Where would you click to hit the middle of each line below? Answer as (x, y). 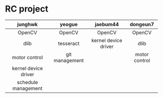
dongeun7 (142, 24)
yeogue (69, 24)
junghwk (27, 24)
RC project (27, 9)
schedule (27, 82)
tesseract (69, 43)
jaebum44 (107, 24)
